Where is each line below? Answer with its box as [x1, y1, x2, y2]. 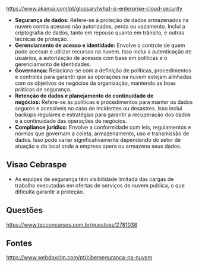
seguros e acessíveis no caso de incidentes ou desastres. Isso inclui [14, 105, 182, 112]
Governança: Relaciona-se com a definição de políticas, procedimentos [14, 67, 192, 74]
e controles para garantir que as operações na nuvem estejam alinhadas [14, 74, 192, 80]
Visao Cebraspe [6, 160, 67, 170]
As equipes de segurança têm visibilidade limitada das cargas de [14, 175, 174, 183]
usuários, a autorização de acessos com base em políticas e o [14, 55, 168, 61]
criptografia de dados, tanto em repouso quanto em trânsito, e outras [14, 29, 185, 36]
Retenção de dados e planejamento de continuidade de [14, 92, 154, 99]
